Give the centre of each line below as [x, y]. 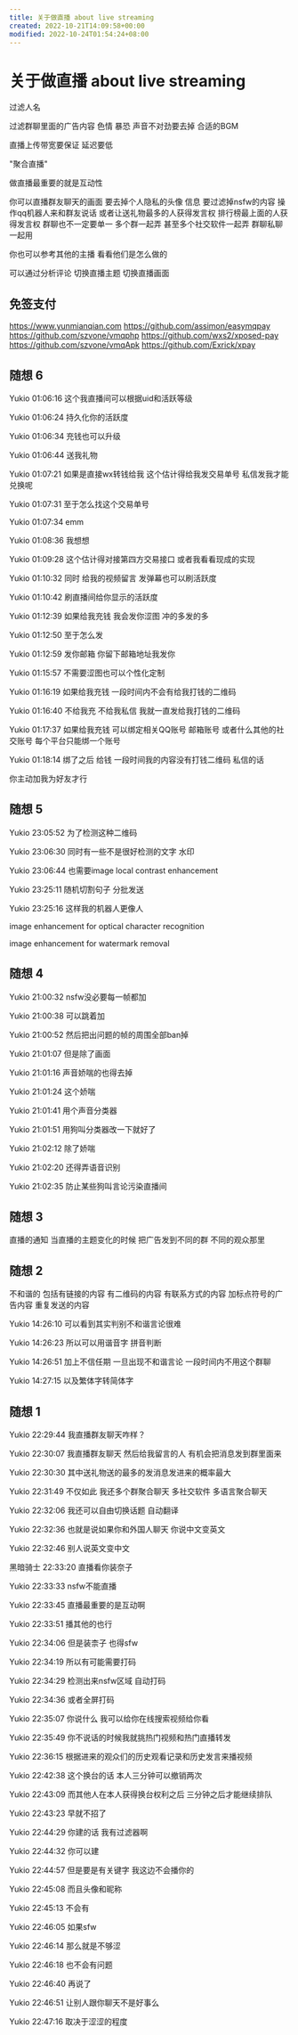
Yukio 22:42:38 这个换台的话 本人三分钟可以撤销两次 [106, 1775]
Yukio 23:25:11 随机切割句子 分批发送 [77, 889]
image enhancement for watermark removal [90, 943]
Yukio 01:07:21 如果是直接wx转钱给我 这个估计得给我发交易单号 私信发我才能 [149, 474]
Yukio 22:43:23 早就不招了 [58, 1813]
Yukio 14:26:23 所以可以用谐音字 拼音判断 [85, 1343]
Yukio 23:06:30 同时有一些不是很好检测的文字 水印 [102, 851]
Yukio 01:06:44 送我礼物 [53, 454]
